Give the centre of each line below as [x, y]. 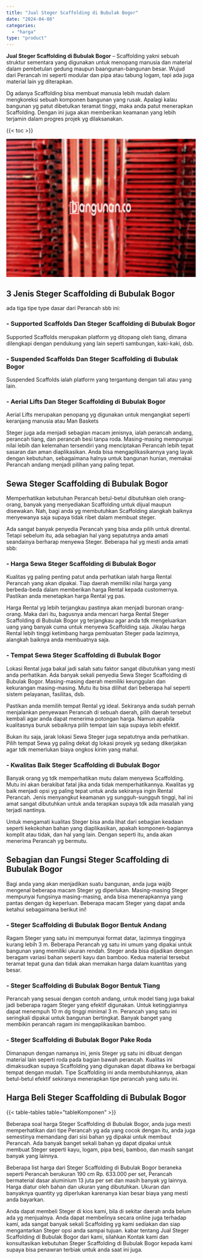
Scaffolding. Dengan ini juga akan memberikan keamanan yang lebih [91, 113]
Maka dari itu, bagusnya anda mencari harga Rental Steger [96, 614]
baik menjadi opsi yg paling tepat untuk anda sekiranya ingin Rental [90, 791]
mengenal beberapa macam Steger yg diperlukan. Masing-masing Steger [97, 890]
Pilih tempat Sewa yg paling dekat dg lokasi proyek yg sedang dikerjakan [96, 743]
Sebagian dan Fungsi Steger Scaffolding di [88, 860]
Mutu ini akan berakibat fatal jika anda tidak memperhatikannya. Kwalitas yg [100, 785]
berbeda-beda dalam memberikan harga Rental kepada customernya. [93, 589]
